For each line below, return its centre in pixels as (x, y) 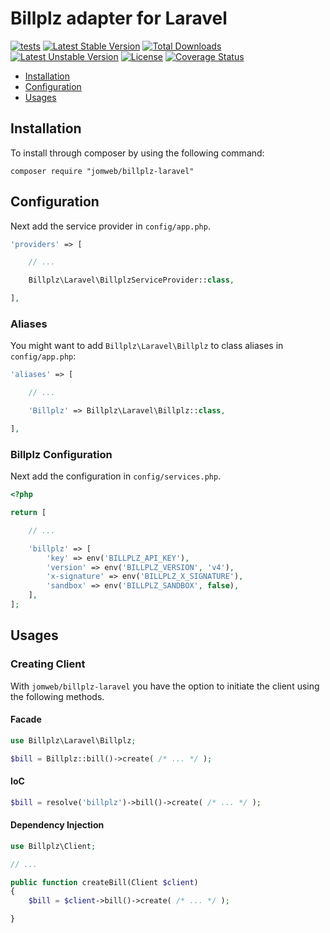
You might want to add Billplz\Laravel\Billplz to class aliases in (147, 346)
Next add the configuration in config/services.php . (116, 476)
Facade (26, 719)
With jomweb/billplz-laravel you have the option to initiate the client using (165, 686)
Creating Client (48, 664)
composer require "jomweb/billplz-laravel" (102, 171)
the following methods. (57, 696)
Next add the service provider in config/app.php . (110, 226)
